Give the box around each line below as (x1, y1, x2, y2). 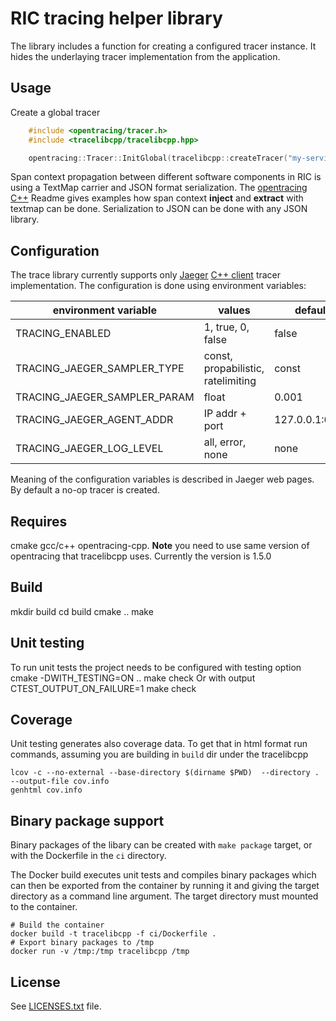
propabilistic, (203, 362, 265, 376)
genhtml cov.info (10, 785, 83, 796)
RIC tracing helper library (10, 7, 223, 30)
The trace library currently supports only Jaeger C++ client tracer (10, 269, 282, 281)
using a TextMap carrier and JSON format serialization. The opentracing (10, 182, 308, 194)
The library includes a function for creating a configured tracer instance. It (10, 40, 317, 52)
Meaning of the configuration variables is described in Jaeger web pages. (10, 473, 315, 486)
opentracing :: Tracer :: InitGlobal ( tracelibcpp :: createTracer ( (28, 153, 288, 163)
